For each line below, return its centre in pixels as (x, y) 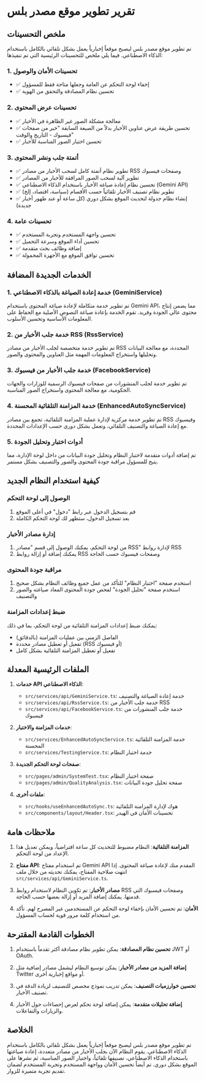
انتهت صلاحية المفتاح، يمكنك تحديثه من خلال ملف (71, 872)
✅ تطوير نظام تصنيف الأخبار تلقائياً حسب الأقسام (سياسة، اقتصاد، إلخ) (95, 191)
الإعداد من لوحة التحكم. (42, 854)
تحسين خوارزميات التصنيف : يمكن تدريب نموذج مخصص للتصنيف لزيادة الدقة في (106, 986)
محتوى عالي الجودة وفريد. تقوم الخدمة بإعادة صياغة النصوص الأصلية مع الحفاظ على (102, 312)
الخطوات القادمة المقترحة (51, 934)
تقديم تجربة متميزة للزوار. (36, 1071)
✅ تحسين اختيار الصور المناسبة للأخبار (59, 141)
